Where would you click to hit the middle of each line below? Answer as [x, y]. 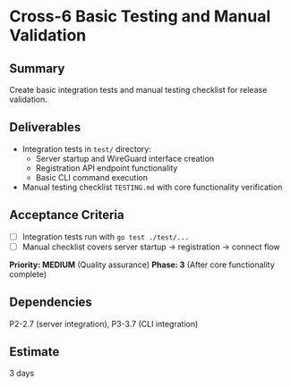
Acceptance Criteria [67, 215]
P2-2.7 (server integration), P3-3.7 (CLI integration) [104, 324]
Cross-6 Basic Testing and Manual [140, 17]
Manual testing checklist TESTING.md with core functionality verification [152, 187]
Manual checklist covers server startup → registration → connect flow [151, 247]
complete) [28, 273]
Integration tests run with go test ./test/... [106, 236]
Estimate [34, 352]
